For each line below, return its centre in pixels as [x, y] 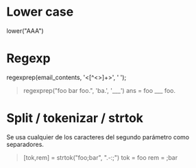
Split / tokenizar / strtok [75, 118]
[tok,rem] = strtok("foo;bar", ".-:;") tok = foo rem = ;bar [100, 157]
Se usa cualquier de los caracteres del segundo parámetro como [98, 137]
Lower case [40, 12]
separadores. [25, 144]
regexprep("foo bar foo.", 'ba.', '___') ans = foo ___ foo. [99, 90]
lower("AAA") [25, 31]
